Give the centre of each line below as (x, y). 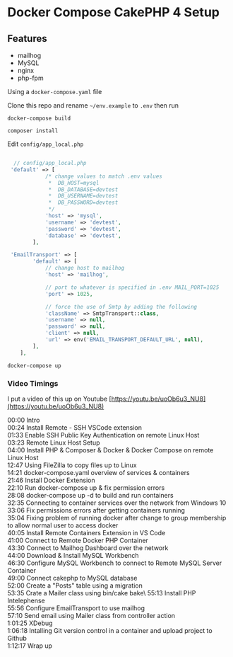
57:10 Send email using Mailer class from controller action (91, 615)
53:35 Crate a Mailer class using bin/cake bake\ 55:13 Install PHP (102, 593)
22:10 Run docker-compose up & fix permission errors (86, 487)
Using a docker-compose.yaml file (55, 92)
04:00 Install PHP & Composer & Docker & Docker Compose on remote (110, 450)
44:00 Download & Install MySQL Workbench (73, 555)
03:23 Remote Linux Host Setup (54, 442)
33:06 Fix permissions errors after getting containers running (96, 510)
